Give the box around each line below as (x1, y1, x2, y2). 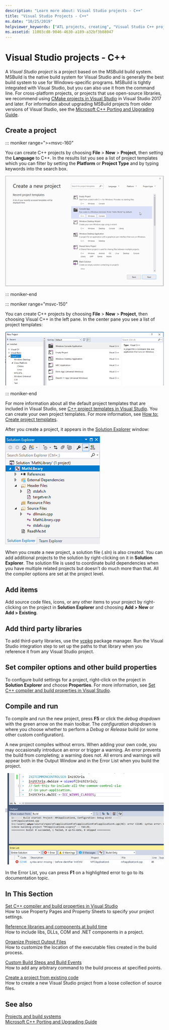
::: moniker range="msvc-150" (5, 301, 68, 307)
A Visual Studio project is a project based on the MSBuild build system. (5, 69, 152, 75)
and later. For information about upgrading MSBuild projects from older (5, 101, 152, 107)
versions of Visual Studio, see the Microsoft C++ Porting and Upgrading (5, 106, 154, 112)
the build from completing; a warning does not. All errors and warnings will (5, 752, 160, 758)
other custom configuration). (5, 732, 65, 738)
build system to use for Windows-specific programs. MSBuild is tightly (5, 79, 151, 85)
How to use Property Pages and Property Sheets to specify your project (5, 909, 154, 915)
